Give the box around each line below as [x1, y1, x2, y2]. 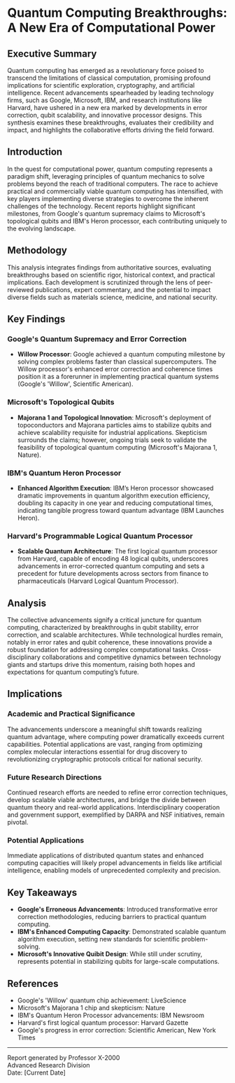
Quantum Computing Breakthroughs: [7, 5, 227, 21]
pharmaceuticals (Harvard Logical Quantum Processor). [17, 577, 179, 586]
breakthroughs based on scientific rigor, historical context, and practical [7, 270, 215, 279]
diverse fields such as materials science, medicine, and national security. [7, 293, 218, 301]
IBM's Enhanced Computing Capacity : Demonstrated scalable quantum [17, 927, 227, 936]
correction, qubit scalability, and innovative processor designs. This [7, 111, 202, 119]
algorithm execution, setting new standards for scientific [17, 935, 180, 944]
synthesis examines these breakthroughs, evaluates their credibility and [7, 118, 215, 127]
